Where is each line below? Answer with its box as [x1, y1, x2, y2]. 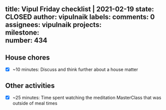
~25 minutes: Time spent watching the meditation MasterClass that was [12, 94, 161, 100]
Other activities [5, 81, 55, 90]
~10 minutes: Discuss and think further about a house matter [12, 66, 138, 72]
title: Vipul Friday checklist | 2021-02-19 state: [5, 5, 154, 13]
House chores [5, 53, 50, 61]
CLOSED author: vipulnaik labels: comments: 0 [5, 13, 155, 21]
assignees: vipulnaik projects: [5, 20, 102, 29]
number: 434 [5, 36, 48, 45]
